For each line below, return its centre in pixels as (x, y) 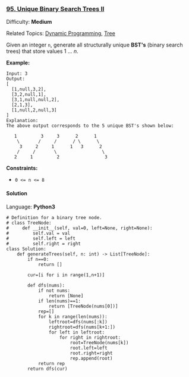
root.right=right (91, 353)
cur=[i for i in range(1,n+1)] (66, 275)
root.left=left (89, 348)
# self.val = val (38, 233)
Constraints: (22, 168)
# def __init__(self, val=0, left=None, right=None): (79, 228)
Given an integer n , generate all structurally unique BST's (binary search (94, 45)
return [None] (66, 296)
